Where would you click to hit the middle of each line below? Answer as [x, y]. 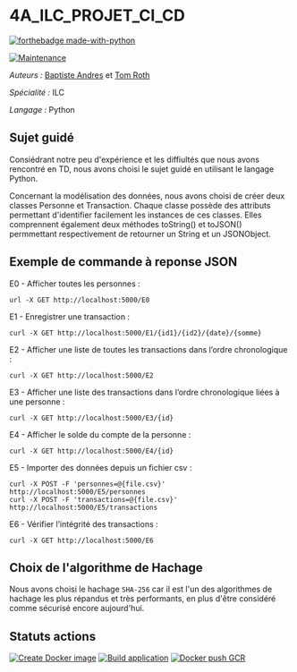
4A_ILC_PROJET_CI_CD [97, 16]
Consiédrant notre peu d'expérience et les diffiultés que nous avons [134, 159]
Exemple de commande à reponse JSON [123, 262]
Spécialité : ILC [37, 92]
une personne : [37, 401]
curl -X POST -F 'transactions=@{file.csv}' [93, 499]
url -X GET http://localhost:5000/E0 [80, 300]
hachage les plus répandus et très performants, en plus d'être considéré [143, 599]
